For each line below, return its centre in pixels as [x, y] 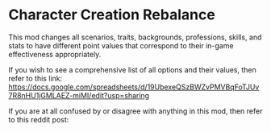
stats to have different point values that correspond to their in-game [121, 45]
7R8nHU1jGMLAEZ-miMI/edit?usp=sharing [79, 95]
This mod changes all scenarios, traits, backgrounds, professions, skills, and [135, 37]
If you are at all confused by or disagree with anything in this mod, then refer [135, 111]
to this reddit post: [39, 119]
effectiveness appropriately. [55, 54]
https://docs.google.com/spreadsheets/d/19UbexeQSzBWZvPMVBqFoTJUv [134, 87]
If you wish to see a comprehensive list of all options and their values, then [132, 69]
